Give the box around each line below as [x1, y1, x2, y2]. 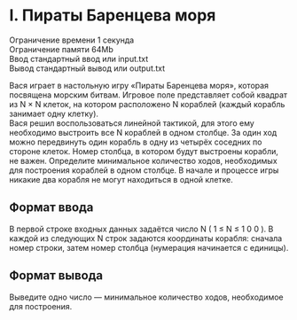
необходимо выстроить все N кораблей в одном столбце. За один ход [9, 127, 277, 137]
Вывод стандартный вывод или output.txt [9, 63, 166, 74]
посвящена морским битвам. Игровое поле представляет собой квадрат [9, 90, 288, 100]
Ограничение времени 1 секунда [9, 35, 135, 45]
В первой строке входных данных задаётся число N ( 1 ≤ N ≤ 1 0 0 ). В [9, 223, 274, 234]
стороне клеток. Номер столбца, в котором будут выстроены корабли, [9, 145, 279, 156]
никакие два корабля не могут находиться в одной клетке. [9, 174, 233, 184]
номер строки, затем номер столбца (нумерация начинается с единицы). [9, 242, 289, 253]
